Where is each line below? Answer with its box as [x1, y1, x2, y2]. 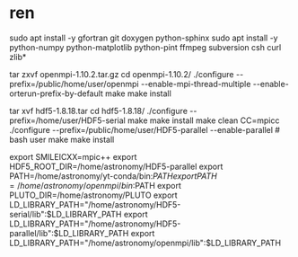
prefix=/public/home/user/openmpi [9, 78, 139, 89]
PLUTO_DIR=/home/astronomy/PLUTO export [9, 190, 178, 200]
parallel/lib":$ [9, 227, 59, 238]
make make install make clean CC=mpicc [127, 115, 280, 126]
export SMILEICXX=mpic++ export [9, 151, 137, 162]
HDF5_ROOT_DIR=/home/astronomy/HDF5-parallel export [9, 161, 223, 172]
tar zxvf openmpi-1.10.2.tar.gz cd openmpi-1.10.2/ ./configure [9, 68, 235, 79]
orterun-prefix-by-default [9, 88, 103, 99]
